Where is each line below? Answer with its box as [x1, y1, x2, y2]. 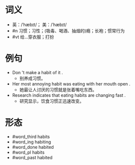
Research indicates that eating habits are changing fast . [12, 92, 126, 98]
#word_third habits [12, 134, 50, 139]
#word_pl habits [12, 149, 45, 155]
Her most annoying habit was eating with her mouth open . [12, 81, 131, 86]
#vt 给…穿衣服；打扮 [12, 34, 54, 40]
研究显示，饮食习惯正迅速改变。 [19, 98, 84, 104]
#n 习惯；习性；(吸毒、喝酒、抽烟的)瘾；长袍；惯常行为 [12, 27, 125, 33]
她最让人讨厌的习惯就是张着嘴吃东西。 [19, 86, 97, 92]
